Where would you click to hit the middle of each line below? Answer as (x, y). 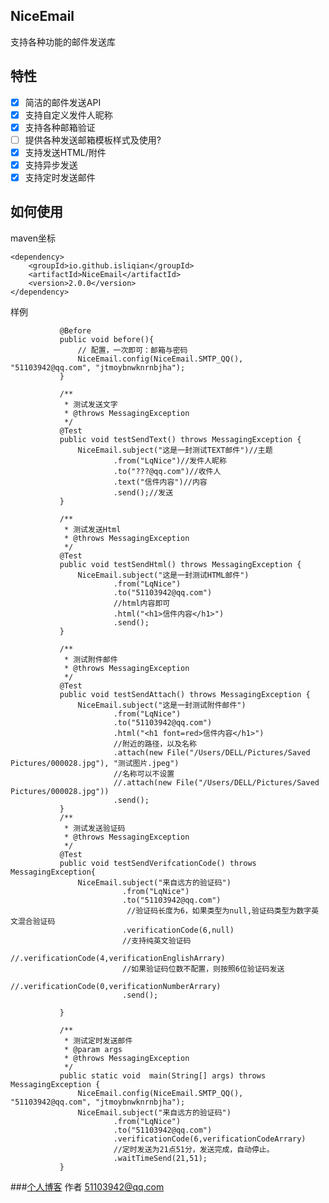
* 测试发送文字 (90, 404)
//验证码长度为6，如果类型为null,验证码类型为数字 (219, 910)
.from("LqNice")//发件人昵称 (170, 460)
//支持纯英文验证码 (156, 940)
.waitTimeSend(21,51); (160, 1158)
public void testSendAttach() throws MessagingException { (185, 694)
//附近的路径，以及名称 (155, 744)
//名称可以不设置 (144, 774)
